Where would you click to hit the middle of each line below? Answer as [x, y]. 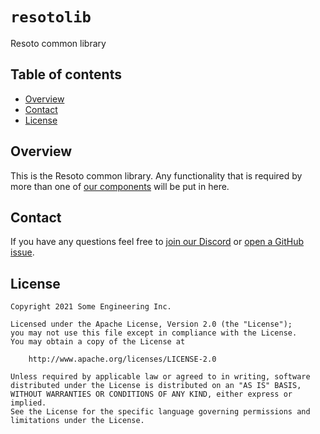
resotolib [51, 17]
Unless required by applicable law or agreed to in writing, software [160, 377]
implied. [28, 403]
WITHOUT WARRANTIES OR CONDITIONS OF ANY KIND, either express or [151, 394]
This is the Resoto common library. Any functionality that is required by [156, 175]
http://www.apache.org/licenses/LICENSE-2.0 [122, 359]
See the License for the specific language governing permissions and [160, 412]
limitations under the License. [77, 421]
